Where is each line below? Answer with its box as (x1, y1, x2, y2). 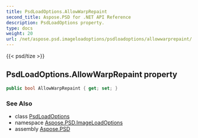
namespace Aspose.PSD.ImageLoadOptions (14, 119, 123, 126)
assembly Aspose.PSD (14, 125, 71, 132)
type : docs (6, 25, 33, 31)
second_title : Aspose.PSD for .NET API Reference (6, 14, 132, 20)
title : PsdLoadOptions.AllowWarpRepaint (6, 8, 108, 15)
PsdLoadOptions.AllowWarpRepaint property (6, 69, 178, 80)
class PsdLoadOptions (14, 113, 70, 120)
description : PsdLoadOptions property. (6, 20, 105, 25)
